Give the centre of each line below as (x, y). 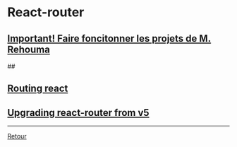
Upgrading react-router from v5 (78, 113)
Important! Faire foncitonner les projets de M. (109, 39)
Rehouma (29, 49)
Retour (17, 136)
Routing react (38, 89)
